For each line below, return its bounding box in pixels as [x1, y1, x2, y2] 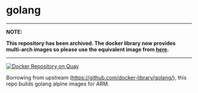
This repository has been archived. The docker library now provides [6, 39, 176, 47]
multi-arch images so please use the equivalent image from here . [6, 46, 169, 53]
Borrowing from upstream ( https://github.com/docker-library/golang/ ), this [6, 74, 187, 81]
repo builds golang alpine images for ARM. [6, 80, 110, 87]
